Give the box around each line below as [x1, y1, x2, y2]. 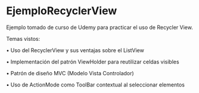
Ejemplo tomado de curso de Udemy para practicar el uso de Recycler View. [6, 24, 194, 31]
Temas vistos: [6, 35, 41, 42]
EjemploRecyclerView [6, 4, 117, 18]
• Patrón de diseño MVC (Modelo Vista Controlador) [6, 69, 134, 76]
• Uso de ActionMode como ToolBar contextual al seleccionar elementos [6, 81, 185, 88]
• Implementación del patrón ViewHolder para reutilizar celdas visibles [6, 58, 180, 65]
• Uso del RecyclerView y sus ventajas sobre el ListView [6, 46, 144, 54]
